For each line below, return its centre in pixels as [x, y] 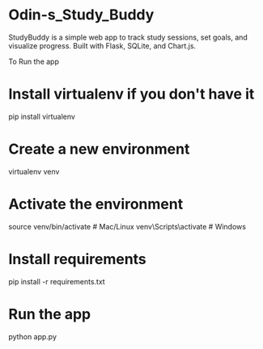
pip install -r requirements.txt [57, 281]
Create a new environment [99, 149]
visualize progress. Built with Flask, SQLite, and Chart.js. [102, 45]
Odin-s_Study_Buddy [81, 15]
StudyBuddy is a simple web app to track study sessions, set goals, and [128, 37]
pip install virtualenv [42, 116]
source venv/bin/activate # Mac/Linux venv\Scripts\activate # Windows [127, 226]
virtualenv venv [34, 171]
